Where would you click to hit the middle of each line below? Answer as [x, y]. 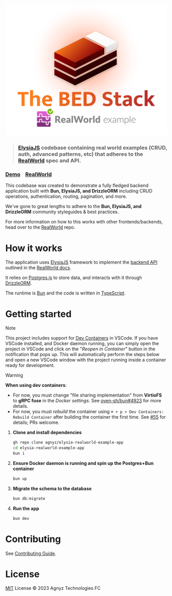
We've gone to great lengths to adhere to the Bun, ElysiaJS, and [73, 207]
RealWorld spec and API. [49, 161]
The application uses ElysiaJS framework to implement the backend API [81, 262]
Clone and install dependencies [47, 433]
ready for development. [30, 365]
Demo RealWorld [29, 175]
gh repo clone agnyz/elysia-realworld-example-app [68, 443]
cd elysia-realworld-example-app [49, 448]
